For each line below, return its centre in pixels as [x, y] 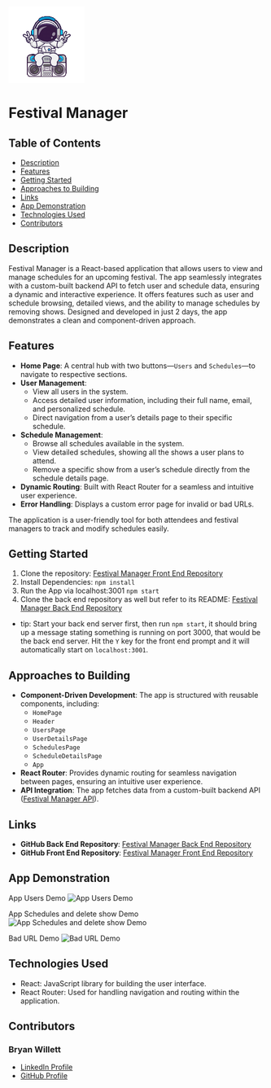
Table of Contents [55, 143]
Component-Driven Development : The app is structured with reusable [139, 695]
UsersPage [49, 730]
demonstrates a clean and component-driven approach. [103, 320]
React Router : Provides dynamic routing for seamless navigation [129, 773]
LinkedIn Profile [46, 1067]
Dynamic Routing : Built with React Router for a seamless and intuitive [137, 486]
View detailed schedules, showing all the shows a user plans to [138, 452]
